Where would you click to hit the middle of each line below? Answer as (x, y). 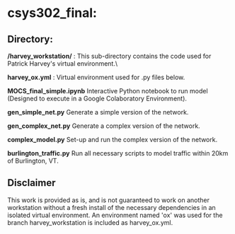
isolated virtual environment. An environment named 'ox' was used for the (115, 215)
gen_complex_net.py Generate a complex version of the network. (104, 126)
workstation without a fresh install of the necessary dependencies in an (111, 207)
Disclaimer (31, 183)
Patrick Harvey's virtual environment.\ (63, 64)
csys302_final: (52, 13)
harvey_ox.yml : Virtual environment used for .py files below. (96, 77)
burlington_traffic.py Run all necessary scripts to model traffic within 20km (118, 153)
